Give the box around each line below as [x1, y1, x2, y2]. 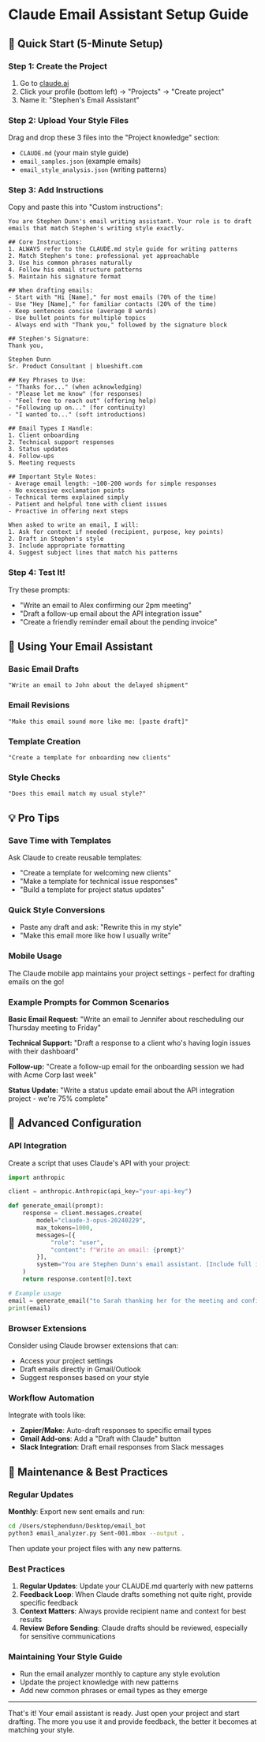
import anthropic [8, 1173, 65, 1181]
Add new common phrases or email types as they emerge [19, 1686, 208, 1695]
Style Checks [8, 771, 61, 782]
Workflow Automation [8, 1392, 95, 1403]
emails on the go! [8, 976, 65, 987]
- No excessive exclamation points [8, 487, 125, 494]
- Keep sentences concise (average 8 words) [8, 308, 157, 315]
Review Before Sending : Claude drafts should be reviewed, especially [19, 1623, 248, 1632]
